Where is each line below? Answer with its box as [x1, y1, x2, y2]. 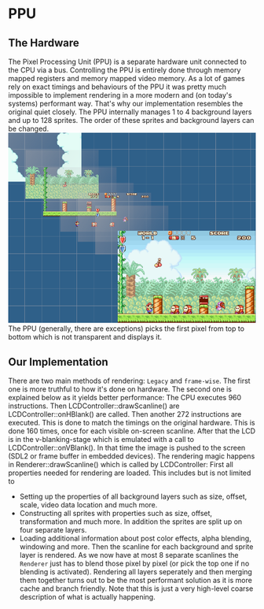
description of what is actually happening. [19, 592, 156, 602]
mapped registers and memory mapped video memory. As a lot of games [8, 74, 245, 83]
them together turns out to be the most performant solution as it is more [19, 576, 253, 585]
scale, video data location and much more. [19, 500, 158, 510]
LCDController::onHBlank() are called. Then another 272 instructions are [8, 410, 242, 419]
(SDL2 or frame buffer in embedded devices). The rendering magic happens [8, 451, 255, 461]
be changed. [8, 124, 49, 133]
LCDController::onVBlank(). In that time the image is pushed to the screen [8, 443, 246, 453]
